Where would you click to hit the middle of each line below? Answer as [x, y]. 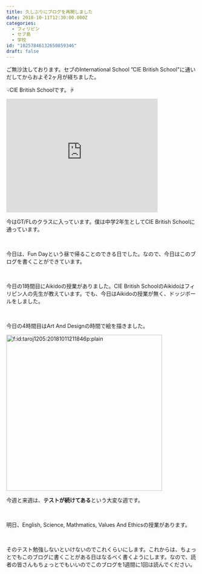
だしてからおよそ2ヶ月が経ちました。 [53, 77]
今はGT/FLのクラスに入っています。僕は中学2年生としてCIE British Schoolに [101, 221]
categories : [21, 23]
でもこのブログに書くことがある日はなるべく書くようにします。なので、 [101, 557]
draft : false [23, 52]
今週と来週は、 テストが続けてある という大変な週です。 [75, 500]
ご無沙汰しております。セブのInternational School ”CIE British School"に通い [101, 69]
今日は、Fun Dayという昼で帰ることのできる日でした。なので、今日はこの [98, 254]
